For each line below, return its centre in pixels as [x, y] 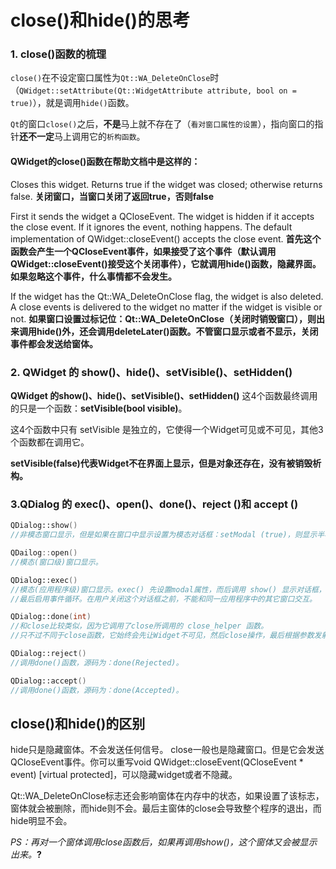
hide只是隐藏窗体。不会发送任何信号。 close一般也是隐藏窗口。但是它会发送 [167, 750]
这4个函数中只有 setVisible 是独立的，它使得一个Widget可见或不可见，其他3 [167, 429]
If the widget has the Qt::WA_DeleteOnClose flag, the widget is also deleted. [167, 296]
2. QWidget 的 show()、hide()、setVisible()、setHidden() [151, 372]
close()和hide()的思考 [100, 20]
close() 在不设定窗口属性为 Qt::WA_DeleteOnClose [110, 78]
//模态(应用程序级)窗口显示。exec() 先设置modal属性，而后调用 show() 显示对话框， [168, 589]
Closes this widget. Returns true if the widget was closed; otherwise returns [166, 184]
